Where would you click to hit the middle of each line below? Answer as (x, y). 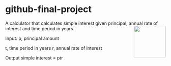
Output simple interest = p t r (34, 58)
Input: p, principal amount (32, 38)
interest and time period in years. (40, 28)
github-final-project (49, 9)
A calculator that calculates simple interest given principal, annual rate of (82, 23)
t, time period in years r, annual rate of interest (54, 48)
